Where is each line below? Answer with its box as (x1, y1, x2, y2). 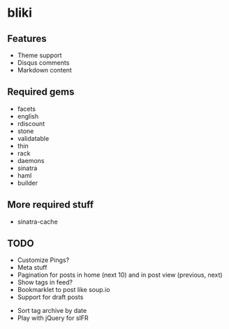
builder (17, 178, 38, 187)
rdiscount (17, 119, 45, 128)
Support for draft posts (17, 293, 84, 301)
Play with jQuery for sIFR (17, 314, 89, 322)
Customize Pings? (17, 256, 70, 264)
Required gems (7, 86, 75, 98)
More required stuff (7, 199, 94, 211)
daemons (17, 156, 45, 164)
